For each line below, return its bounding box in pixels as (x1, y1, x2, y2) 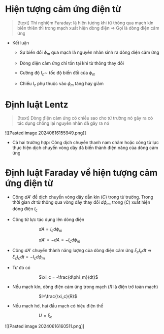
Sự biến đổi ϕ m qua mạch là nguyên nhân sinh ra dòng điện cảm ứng (19, 49, 160, 56)
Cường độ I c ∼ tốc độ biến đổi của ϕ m (19, 70, 96, 77)
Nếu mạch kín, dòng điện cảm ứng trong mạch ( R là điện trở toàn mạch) (12, 284, 159, 290)
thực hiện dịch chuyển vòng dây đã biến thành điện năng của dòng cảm (12, 145, 159, 151)
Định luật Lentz (5, 99, 68, 110)
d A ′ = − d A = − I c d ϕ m (38, 237, 80, 244)
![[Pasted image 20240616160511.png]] (5, 323, 85, 329)
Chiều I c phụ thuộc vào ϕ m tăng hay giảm (19, 80, 104, 87)
